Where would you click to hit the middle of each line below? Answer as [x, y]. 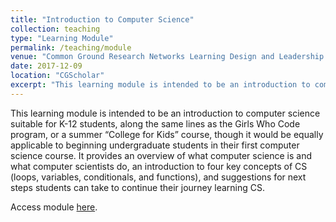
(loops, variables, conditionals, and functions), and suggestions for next [158, 177]
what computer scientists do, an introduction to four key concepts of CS [159, 166]
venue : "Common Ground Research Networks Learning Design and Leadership [167, 57]
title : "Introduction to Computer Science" [102, 19]
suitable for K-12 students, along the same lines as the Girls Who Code [155, 123]
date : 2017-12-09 [46, 66]
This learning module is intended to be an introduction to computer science [165, 113]
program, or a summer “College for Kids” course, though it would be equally [167, 134]
